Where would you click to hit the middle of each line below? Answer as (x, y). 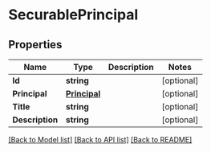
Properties (35, 45)
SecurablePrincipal (73, 15)
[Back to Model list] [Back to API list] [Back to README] (100, 140)
